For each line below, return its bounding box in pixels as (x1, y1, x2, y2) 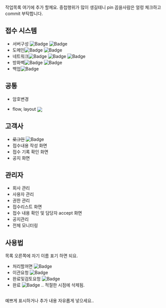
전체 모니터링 (12, 223, 38, 229)
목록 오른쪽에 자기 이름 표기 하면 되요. (5, 253, 78, 259)
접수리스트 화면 (12, 204, 42, 210)
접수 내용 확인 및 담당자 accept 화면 (12, 210, 83, 216)
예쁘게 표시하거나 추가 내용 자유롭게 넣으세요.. (5, 298, 94, 304)
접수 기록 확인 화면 (12, 149, 49, 155)
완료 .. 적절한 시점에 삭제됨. (12, 282, 85, 288)
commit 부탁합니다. (5, 10, 43, 16)
